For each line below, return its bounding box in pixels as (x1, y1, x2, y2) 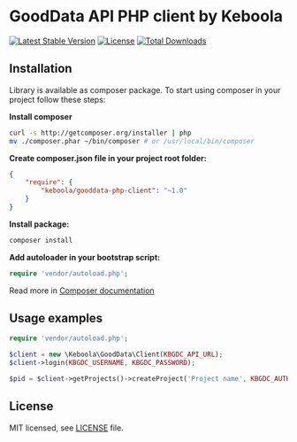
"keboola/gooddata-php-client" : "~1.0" (41, 186, 188, 196)
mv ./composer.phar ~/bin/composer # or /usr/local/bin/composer (9, 136, 255, 145)
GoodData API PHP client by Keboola (9, 6, 283, 27)
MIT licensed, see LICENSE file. (9, 423, 124, 433)
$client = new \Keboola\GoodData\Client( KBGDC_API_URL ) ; (9, 350, 224, 360)
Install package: (9, 219, 70, 229)
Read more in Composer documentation (9, 285, 155, 296)
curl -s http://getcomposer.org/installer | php (9, 128, 192, 137)
